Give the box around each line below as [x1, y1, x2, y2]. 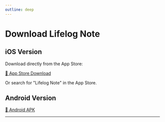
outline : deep [5, 7, 34, 12]
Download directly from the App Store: [5, 61, 83, 67]
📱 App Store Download [5, 70, 52, 76]
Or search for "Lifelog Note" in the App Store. [5, 79, 97, 86]
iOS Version [5, 48, 42, 56]
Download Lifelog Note [5, 28, 100, 39]
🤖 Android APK [5, 107, 35, 113]
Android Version [5, 94, 56, 102]
